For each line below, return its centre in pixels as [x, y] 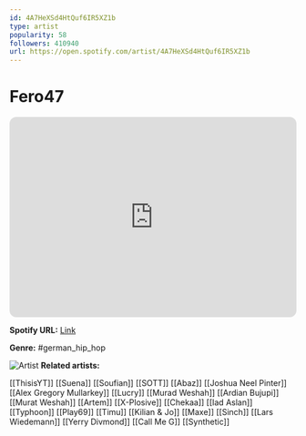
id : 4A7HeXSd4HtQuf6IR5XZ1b [63, 18]
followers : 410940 [44, 43]
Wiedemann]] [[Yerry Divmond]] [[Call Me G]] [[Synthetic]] [120, 422]
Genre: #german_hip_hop [58, 348]
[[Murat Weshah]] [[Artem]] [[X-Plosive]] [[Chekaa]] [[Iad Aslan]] [131, 402]
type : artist [34, 26]
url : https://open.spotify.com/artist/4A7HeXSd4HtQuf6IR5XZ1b [130, 52]
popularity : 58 [38, 35]
